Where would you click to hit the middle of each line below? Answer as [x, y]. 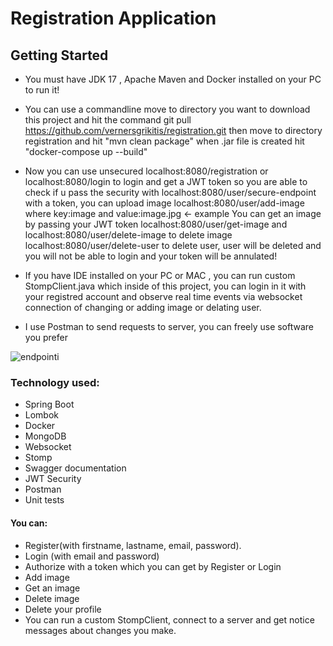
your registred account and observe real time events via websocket [163, 296]
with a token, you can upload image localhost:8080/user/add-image [164, 203]
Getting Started [59, 55]
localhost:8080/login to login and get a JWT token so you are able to [166, 181]
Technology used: [55, 382]
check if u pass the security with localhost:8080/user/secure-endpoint [170, 192]
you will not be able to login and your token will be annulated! [151, 256]
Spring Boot [49, 404]
